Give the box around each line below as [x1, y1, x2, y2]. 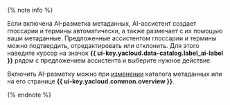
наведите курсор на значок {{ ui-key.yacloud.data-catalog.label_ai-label [7, 49, 224, 57]
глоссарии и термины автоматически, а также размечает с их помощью [7, 27, 223, 35]
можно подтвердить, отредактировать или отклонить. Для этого [7, 42, 200, 49]
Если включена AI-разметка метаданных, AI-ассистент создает [7, 19, 197, 27]
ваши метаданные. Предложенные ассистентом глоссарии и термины [7, 34, 217, 42]
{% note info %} [7, 6, 53, 14]
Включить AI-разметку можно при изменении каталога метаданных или [7, 70, 222, 78]
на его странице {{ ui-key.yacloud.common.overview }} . [7, 77, 175, 86]
